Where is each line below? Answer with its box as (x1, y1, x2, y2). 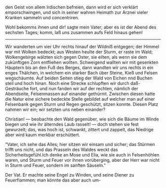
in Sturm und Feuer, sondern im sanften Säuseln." (5, 162, 106, 168)
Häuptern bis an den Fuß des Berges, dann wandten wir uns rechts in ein (5, 65, 154, 71)
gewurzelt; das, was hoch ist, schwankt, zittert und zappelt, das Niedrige (5, 127, 154, 132)
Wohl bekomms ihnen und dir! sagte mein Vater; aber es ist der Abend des (5, 24, 157, 30)
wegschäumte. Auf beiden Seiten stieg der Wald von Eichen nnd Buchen (5, 75, 153, 81)
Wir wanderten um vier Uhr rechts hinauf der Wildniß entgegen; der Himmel (5, 44, 160, 49)
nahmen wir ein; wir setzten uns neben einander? (5, 107, 106, 113)
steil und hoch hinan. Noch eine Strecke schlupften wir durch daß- (5, 80, 141, 86)
